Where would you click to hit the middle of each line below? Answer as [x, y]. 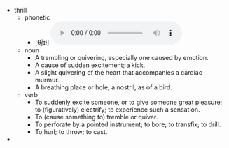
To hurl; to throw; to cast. [71, 132]
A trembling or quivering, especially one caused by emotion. [122, 58]
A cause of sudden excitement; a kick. [90, 65]
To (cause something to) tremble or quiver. [96, 117]
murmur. [47, 80]
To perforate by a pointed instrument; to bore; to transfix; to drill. [128, 124]
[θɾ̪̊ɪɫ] [42, 42]
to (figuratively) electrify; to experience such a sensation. [117, 110]
